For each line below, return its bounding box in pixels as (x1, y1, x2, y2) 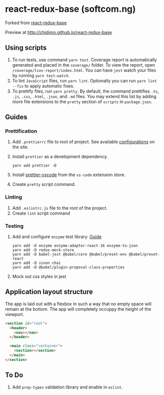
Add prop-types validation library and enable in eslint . (12, 384, 123, 390)
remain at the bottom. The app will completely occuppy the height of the (5, 306, 151, 312)
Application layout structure (5, 287, 93, 296)
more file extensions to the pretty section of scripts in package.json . (12, 99, 152, 105)
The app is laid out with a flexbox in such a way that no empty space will (5, 301, 152, 307)
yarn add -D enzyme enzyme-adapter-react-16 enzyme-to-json (12, 243, 138, 249)
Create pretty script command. (12, 181, 76, 187)
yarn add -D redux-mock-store (12, 248, 75, 252)
